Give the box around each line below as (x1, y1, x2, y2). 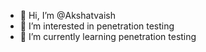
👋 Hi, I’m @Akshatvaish (19, 10, 116, 21)
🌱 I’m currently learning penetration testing (19, 31, 197, 42)
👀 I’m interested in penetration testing (19, 20, 175, 32)
